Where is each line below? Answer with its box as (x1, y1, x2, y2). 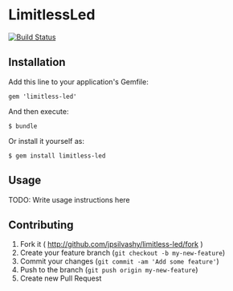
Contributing (8, 218, 74, 232)
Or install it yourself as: (8, 136, 84, 145)
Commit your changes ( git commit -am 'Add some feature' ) (19, 256, 219, 266)
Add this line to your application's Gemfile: (8, 76, 149, 86)
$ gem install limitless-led (8, 151, 106, 160)
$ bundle (8, 122, 38, 130)
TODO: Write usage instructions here (8, 195, 130, 204)
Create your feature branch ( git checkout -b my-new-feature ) (19, 248, 226, 258)
